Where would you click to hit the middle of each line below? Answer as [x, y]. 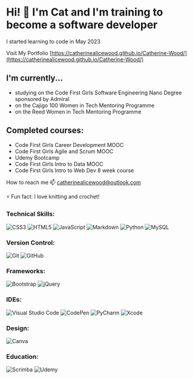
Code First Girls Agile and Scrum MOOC [64, 151]
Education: [22, 356]
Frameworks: [26, 271]
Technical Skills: [30, 214]
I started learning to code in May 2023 [53, 41]
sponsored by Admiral [42, 99]
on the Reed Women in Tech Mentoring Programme [78, 111]
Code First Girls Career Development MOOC [69, 145]
